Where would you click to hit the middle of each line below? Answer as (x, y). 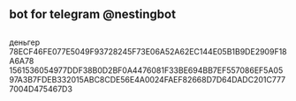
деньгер (25, 42)
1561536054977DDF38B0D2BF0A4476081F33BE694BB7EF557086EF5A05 (146, 70)
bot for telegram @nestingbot (93, 14)
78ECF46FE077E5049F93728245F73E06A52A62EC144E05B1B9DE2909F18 (148, 51)
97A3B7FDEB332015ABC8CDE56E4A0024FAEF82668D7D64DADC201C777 (148, 79)
